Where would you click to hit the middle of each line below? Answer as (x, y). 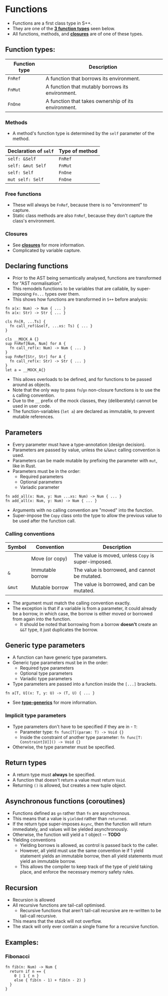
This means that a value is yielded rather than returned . (70, 819)
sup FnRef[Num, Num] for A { (35, 344)
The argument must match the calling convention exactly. (71, 603)
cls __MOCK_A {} (22, 339)
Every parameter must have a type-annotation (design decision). (79, 445)
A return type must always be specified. (54, 775)
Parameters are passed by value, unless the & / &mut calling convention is (86, 450)
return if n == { (28, 971)
